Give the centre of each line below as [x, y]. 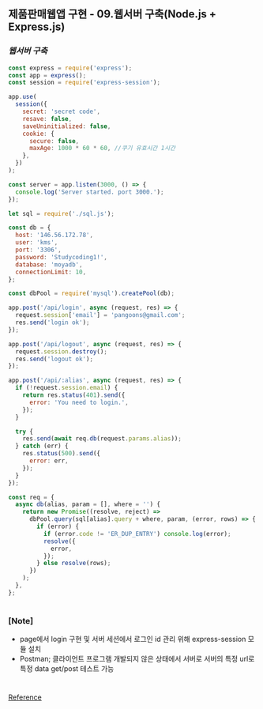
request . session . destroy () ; [62, 351]
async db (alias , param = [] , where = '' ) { [88, 504]
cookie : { [39, 134]
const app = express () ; [47, 75]
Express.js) [37, 27]
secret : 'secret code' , [62, 112]
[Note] [21, 621]
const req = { [32, 497]
